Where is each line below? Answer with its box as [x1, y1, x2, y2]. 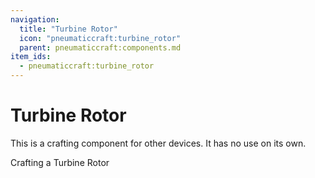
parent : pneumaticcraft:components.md [19, 42, 182, 53]
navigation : [10, 14, 60, 25]
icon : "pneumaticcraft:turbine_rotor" [19, 33, 182, 43]
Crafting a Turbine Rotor [10, 156, 110, 168]
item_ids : [10, 52, 52, 62]
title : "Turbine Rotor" [19, 24, 118, 34]
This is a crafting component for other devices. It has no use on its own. [10, 137, 307, 149]
